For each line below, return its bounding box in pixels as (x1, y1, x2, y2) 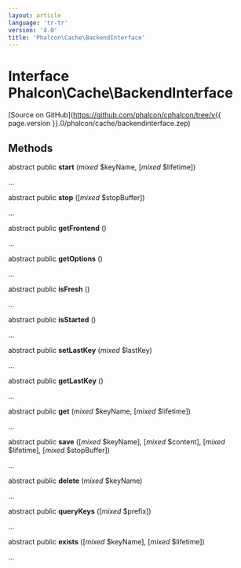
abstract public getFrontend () (8, 224, 108, 232)
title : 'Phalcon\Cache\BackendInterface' (8, 33, 146, 42)
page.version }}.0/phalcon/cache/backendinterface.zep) (8, 119, 191, 128)
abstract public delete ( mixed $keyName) (8, 476, 143, 485)
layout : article (8, 11, 61, 20)
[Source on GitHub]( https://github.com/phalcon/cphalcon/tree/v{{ (8, 110, 221, 120)
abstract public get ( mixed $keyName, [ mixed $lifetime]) (8, 407, 191, 416)
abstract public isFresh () (8, 284, 90, 294)
